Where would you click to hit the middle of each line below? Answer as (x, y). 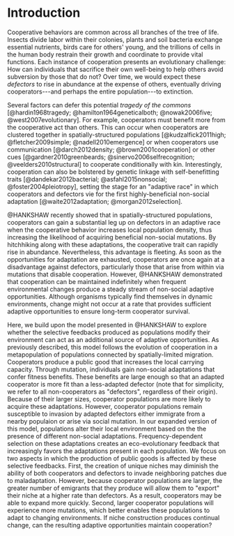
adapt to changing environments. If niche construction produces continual (114, 517)
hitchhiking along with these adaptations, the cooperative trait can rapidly (112, 244)
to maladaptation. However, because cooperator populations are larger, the (115, 480)
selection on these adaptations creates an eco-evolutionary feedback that (113, 443)
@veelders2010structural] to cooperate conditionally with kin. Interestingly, (115, 164)
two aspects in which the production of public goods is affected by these (112, 458)
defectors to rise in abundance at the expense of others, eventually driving (114, 84)
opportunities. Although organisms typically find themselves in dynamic (110, 296)
